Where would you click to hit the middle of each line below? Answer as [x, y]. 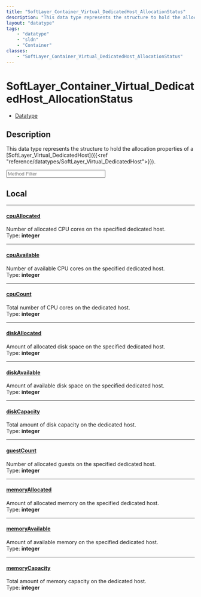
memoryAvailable [28, 529]
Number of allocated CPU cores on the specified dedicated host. [86, 229]
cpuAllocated [23, 216]
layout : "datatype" [31, 23]
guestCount [22, 450]
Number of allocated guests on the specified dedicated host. [81, 464]
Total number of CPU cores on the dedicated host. [68, 308]
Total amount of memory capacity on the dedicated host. [76, 581]
